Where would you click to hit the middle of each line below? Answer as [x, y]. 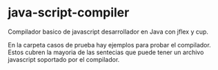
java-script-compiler [69, 13]
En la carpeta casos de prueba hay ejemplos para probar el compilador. [109, 45]
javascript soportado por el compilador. [64, 59]
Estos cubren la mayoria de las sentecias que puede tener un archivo [106, 52]
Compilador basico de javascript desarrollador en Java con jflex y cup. [108, 32]
